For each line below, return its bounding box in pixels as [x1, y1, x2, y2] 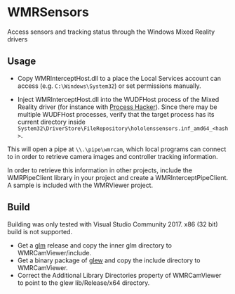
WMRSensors [7, 4, 89, 20]
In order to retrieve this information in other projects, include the [7, 166, 193, 174]
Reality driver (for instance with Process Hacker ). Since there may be [17, 103, 217, 111]
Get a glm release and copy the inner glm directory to [17, 241, 172, 250]
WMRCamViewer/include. [17, 248, 92, 257]
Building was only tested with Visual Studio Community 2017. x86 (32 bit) [7, 219, 219, 229]
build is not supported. [7, 227, 72, 236]
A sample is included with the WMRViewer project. [7, 181, 153, 189]
